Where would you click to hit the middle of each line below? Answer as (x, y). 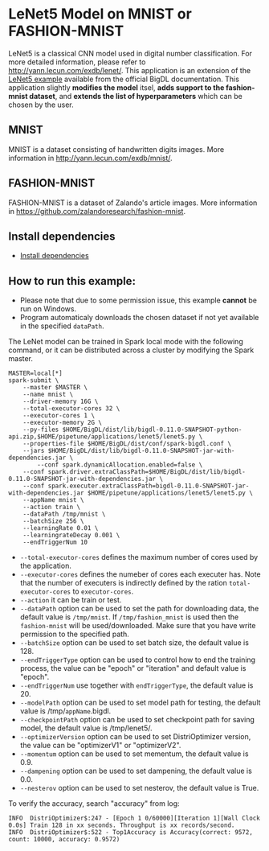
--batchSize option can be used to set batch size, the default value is (134, 643)
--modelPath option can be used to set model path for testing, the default (140, 703)
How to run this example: (72, 281)
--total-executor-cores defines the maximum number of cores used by (139, 557)
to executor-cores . (103, 591)
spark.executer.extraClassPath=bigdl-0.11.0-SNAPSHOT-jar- (149, 486)
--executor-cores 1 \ (59, 416)
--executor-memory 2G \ (63, 423)
